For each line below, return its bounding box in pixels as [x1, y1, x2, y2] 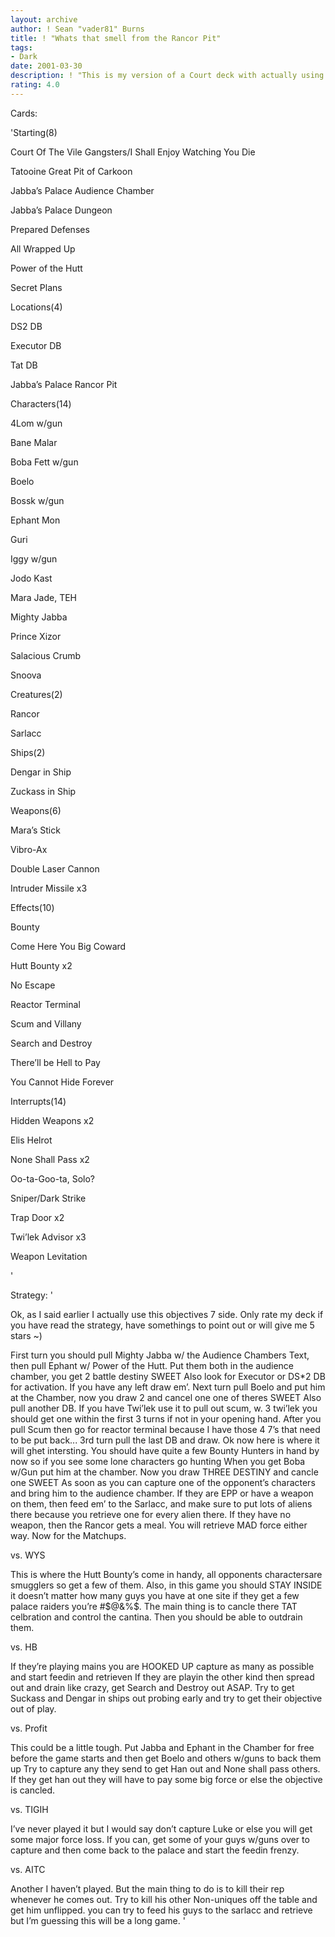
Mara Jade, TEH [10, 591, 77, 603]
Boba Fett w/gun [10, 456, 79, 468]
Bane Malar [10, 436, 58, 448]
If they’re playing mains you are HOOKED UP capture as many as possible [10, 1660, 315, 1672]
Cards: [10, 107, 38, 119]
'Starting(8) [10, 126, 58, 138]
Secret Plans [10, 281, 63, 293]
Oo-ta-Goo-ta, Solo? [10, 1172, 95, 1185]
